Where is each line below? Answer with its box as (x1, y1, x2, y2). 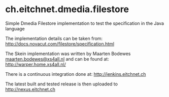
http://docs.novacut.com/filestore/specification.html (5, 40, 115, 46)
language (5, 25, 25, 31)
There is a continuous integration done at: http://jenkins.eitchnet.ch (5, 71, 146, 77)
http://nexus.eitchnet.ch (5, 86, 56, 92)
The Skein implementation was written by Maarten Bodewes (5, 51, 131, 57)
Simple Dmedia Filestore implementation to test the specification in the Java (5, 20, 164, 26)
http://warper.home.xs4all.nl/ (5, 61, 66, 67)
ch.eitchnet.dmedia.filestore (5, 4, 129, 15)
